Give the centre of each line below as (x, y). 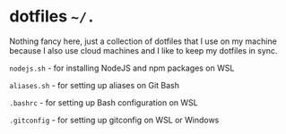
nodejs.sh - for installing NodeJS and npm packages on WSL (122, 68)
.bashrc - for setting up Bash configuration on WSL (104, 102)
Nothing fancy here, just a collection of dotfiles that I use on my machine (143, 41)
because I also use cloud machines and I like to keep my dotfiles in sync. (143, 50)
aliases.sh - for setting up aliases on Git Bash (94, 85)
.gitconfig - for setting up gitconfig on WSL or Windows (114, 120)
